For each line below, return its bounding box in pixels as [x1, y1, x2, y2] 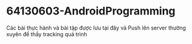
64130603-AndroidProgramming [6, 4, 176, 18]
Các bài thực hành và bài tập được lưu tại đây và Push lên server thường [6, 24, 187, 31]
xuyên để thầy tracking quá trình [6, 30, 88, 37]
